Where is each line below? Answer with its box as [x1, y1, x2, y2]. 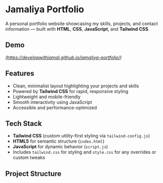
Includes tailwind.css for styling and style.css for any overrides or [12, 149, 156, 155]
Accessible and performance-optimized [12, 104, 97, 110]
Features [5, 69, 34, 78]
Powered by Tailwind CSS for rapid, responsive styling [12, 88, 129, 94]
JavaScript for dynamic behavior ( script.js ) [12, 144, 108, 150]
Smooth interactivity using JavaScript [12, 99, 92, 105]
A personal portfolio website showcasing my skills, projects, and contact [5, 20, 158, 27]
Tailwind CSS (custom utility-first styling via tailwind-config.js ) [12, 133, 150, 139]
